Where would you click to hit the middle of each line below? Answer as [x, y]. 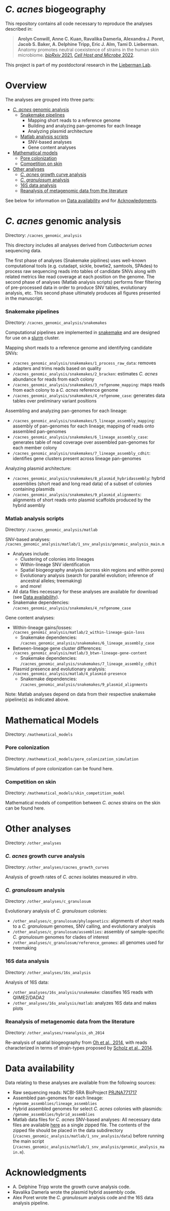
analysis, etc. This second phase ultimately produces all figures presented [83, 293]
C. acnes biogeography [56, 9]
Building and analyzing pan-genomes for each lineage [84, 125]
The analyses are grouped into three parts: [50, 99]
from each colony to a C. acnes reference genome [65, 390]
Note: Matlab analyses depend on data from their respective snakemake [81, 694]
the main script [28, 1141]
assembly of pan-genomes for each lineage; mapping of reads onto [83, 426]
